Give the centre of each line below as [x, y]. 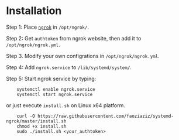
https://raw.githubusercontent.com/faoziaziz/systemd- [106, 116]
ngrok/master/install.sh [36, 121]
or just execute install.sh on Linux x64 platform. [66, 105]
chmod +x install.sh [42, 126]
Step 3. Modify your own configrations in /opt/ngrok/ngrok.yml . [83, 56]
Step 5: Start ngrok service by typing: [51, 78]
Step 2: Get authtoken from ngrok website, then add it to [74, 38]
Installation [34, 11]
